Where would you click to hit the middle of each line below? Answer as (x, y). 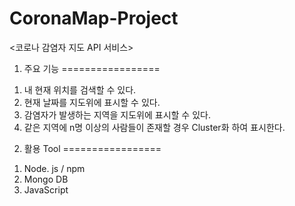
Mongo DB (46, 179)
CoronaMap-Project (94, 18)
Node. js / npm (54, 168)
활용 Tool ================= (92, 148)
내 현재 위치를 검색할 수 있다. (80, 89)
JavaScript (46, 189)
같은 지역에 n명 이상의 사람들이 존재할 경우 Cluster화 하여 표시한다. (154, 127)
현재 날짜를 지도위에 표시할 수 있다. (92, 102)
